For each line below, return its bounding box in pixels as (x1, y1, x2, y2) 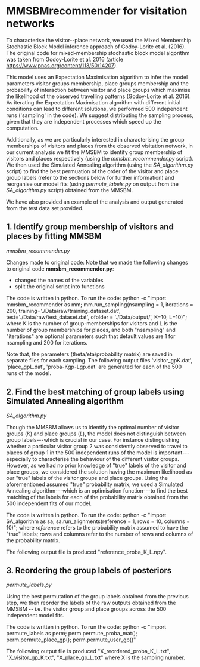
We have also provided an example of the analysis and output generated (6, 198, 184, 205)
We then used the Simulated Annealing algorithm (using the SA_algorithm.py (6, 161, 194, 168)
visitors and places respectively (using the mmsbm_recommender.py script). (6, 155, 194, 162)
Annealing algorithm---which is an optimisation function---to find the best (6, 487, 188, 494)
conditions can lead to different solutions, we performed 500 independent (6, 105, 187, 112)
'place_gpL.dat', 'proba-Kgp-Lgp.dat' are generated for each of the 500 (6, 363, 182, 370)
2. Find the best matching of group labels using (6, 387, 185, 397)
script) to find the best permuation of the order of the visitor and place (6, 167, 179, 174)
